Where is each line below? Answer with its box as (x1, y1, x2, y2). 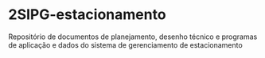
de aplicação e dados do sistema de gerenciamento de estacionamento (8, 40, 243, 49)
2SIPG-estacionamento (8, 6, 166, 24)
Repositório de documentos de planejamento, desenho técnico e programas (8, 32, 258, 41)
